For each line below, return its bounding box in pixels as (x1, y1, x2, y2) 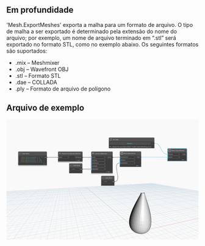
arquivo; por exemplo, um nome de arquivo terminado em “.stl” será (6, 34, 176, 42)
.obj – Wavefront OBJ (15, 65, 69, 73)
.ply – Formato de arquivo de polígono (15, 85, 111, 92)
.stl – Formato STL (15, 72, 61, 79)
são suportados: (6, 47, 48, 54)
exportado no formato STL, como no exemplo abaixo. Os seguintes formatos (6, 40, 199, 48)
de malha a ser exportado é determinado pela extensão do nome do (6, 28, 177, 35)
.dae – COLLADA (15, 78, 58, 86)
